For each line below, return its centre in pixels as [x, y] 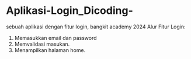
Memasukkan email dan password [56, 38]
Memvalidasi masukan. [42, 44]
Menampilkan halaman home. [50, 50]
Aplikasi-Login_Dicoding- [70, 11]
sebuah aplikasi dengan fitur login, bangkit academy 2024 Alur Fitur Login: [96, 27]
